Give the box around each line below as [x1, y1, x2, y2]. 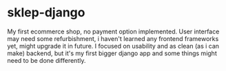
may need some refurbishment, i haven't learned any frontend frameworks [7, 34, 219, 42]
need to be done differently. [7, 56, 86, 64]
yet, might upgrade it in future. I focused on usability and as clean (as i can [7, 42, 219, 50]
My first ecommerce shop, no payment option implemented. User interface [7, 27, 220, 35]
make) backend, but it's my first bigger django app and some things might [7, 49, 217, 57]
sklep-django [7, 5, 85, 20]
